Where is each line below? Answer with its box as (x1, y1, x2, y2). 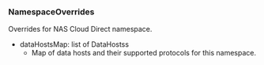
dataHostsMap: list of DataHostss (19, 40, 129, 49)
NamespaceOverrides (8, 6, 95, 17)
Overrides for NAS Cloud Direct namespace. (8, 25, 153, 34)
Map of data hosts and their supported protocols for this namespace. (31, 48, 257, 58)
